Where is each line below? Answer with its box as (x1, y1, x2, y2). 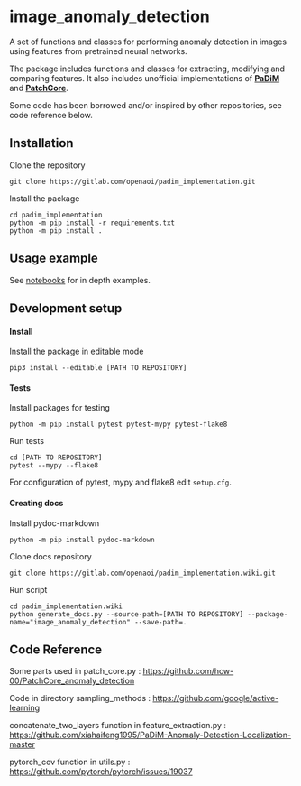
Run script (9, 584, 48, 595)
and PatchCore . (9, 82, 69, 93)
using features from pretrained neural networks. (9, 45, 187, 56)
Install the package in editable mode (9, 346, 144, 357)
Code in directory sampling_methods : (9, 693, 151, 704)
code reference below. (9, 109, 93, 120)
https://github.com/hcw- (142, 666, 234, 677)
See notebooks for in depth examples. (9, 274, 151, 285)
